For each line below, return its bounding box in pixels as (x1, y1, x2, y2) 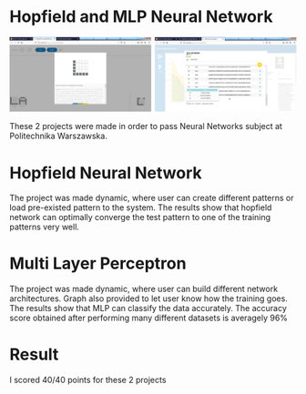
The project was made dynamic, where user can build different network (9, 284, 279, 295)
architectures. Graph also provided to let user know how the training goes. (9, 293, 289, 304)
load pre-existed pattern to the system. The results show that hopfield (9, 202, 272, 213)
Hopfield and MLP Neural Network (9, 6, 273, 27)
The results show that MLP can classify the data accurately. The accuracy (9, 303, 287, 314)
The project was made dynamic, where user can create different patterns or (9, 193, 294, 204)
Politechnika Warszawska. (9, 130, 107, 142)
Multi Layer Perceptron (9, 253, 187, 274)
